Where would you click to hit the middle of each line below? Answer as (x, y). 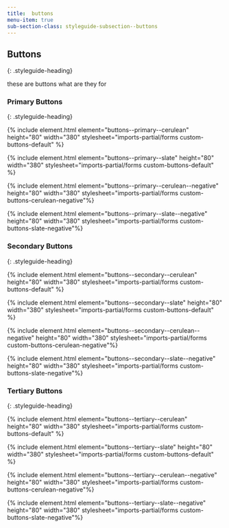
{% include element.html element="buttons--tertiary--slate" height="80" (110, 447)
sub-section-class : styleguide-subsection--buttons (82, 26)
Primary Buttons (35, 102)
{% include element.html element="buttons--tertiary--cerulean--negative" (112, 475)
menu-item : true (30, 20)
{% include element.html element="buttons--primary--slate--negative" (107, 214)
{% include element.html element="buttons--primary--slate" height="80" (111, 158)
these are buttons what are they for (57, 84)
